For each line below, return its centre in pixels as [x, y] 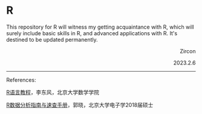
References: [21, 80]
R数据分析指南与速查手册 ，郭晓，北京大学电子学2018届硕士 [80, 104]
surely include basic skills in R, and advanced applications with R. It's [92, 33]
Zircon [188, 51]
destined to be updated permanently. [52, 39]
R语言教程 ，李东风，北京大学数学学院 [53, 92]
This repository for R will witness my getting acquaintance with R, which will [100, 27]
